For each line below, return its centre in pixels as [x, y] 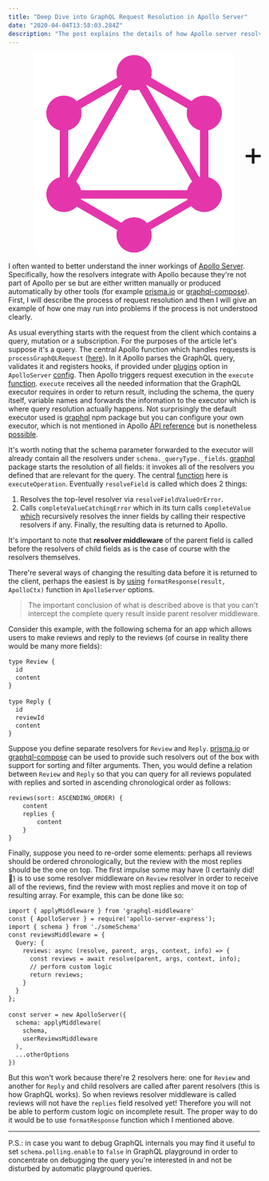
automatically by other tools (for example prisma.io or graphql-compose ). [129, 291]
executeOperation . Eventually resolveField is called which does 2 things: [128, 483]
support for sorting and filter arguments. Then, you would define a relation [131, 765]
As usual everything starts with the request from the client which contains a [133, 332]
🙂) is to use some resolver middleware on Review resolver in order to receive [133, 878]
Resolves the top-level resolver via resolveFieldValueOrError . [121, 499]
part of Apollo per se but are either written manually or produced [115, 283]
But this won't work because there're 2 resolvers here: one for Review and [129, 1077]
